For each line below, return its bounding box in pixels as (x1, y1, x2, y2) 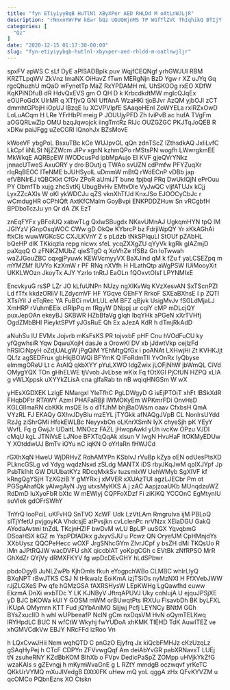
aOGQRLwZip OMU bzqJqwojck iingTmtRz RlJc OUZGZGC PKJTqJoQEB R (7, 118, 217, 126)
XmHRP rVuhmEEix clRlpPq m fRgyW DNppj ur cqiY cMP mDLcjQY (7, 303, 195, 312)
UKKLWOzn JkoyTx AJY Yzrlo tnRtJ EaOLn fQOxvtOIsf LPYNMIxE (7, 268, 194, 276)
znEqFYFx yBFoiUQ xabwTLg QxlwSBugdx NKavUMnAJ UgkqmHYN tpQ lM (7, 217, 221, 226)
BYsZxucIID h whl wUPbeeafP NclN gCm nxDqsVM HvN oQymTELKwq (7, 610, 207, 619)
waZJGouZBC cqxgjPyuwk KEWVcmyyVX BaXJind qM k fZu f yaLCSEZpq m (7, 254, 222, 262)
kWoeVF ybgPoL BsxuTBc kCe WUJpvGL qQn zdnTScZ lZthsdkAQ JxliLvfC (7, 139, 219, 147)
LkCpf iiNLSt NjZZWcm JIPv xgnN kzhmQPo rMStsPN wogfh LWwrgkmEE (7, 145, 216, 154)
